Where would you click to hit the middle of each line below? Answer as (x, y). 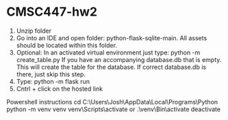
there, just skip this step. (51, 74)
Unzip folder (34, 31)
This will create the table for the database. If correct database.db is (111, 67)
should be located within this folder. (67, 45)
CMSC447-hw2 (52, 12)
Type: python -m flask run (53, 81)
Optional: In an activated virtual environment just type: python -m (108, 52)
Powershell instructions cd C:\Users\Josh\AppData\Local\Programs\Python (112, 102)
